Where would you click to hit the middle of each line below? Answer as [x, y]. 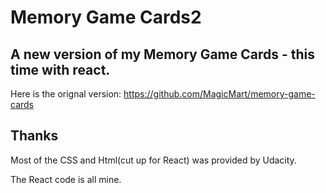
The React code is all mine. [66, 179]
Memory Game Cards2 [106, 17]
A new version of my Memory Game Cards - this [163, 54]
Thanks [34, 136]
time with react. [60, 69]
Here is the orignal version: [66, 94]
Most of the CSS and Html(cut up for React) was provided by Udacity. [153, 160]
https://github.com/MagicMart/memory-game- [219, 94]
